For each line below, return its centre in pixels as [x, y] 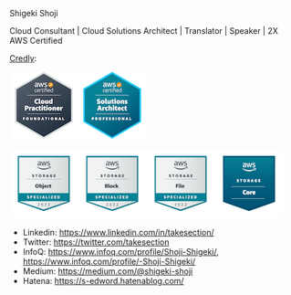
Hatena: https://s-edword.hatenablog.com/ [103, 281]
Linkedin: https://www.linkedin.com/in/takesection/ [118, 232]
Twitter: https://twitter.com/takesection [96, 242]
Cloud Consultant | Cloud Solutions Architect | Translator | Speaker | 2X [144, 31]
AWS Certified [36, 41]
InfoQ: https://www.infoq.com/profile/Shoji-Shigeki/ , [120, 252]
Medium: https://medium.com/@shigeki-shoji [108, 271]
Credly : [23, 58]
